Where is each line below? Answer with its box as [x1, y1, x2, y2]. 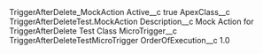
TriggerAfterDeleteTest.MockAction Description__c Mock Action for [9, 16, 254, 27]
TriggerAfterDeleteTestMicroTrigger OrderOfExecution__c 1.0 [9, 35, 230, 45]
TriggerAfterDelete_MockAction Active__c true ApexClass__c [9, 7, 230, 17]
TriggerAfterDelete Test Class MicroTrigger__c [9, 26, 177, 36]
